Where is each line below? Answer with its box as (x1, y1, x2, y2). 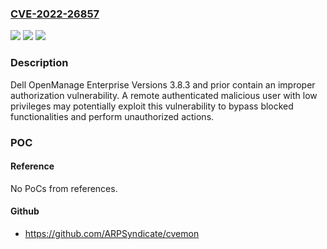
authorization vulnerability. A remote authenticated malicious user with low (10, 89, 318, 101)
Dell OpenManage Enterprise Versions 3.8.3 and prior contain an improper (10, 78, 316, 91)
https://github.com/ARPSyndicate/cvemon (24, 227, 200, 239)
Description (10, 56, 69, 70)
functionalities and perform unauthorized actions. (10, 110, 215, 122)
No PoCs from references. (10, 182, 118, 194)
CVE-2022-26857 (10, 7, 100, 21)
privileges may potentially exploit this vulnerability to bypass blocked (10, 100, 294, 112)
